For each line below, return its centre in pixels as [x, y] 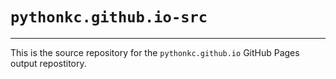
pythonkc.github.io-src [109, 17]
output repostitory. [48, 63]
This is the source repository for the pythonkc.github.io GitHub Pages [155, 52]
